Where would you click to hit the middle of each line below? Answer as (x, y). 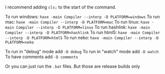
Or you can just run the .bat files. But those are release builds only (73, 66)
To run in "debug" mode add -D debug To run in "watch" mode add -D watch (82, 52)
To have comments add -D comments (42, 57)
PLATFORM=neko (20, 42)
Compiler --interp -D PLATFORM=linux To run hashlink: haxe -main (83, 27)
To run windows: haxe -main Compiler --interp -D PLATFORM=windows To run (82, 17)
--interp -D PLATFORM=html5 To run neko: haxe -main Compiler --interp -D (82, 37)
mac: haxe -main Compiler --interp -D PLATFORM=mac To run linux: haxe (77, 22)
